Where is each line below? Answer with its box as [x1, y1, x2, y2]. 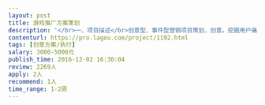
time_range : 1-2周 [8, 84, 68, 93]
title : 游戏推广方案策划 [8, 19, 80, 27]
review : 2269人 [8, 63, 57, 71]
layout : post [8, 11, 51, 20]
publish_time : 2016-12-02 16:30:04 [8, 56, 125, 64]
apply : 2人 [8, 70, 43, 78]
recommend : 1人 [8, 77, 57, 85]
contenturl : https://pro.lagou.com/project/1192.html [8, 33, 189, 42]
